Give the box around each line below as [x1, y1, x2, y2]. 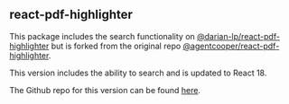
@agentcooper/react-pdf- [182, 40, 280, 51]
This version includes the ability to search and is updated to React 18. [9, 67, 267, 78]
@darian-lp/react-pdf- [197, 30, 280, 41]
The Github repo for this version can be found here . [9, 84, 201, 95]
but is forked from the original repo [51, 40, 182, 51]
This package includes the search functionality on [9, 30, 196, 41]
